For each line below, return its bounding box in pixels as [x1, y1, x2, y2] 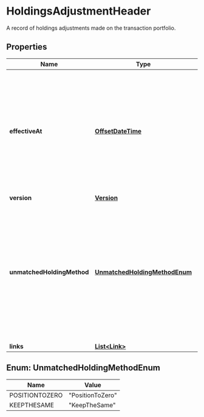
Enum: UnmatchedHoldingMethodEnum [6, 362, 161, 373]
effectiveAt [9, 127, 42, 135]
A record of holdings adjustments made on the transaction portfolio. [6, 24, 176, 32]
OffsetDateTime [95, 127, 141, 135]
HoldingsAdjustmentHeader [6, 4, 151, 18]
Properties [6, 42, 47, 52]
